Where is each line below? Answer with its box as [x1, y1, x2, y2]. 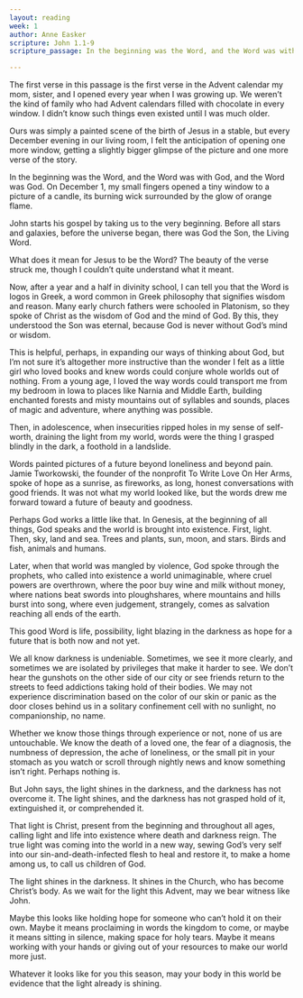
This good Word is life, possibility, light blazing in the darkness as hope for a [9, 626, 293, 636]
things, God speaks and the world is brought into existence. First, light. [9, 524, 272, 535]
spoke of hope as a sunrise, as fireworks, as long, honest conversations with [9, 478, 294, 489]
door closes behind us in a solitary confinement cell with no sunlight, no [9, 700, 277, 712]
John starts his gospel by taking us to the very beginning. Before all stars [9, 218, 281, 229]
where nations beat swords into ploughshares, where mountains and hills [9, 590, 281, 600]
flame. [9, 200, 33, 212]
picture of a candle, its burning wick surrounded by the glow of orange [9, 191, 272, 202]
